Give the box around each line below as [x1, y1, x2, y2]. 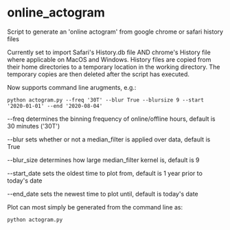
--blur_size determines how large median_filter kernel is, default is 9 [7, 156, 200, 164]
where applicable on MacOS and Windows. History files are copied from [7, 55, 211, 63]
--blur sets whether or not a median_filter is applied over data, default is [7, 135, 211, 143]
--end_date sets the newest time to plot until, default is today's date [7, 189, 199, 198]
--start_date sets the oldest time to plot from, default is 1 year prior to [7, 169, 203, 177]
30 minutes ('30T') [7, 122, 60, 130]
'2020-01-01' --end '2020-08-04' [7, 102, 103, 109]
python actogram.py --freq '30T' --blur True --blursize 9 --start [7, 96, 205, 104]
